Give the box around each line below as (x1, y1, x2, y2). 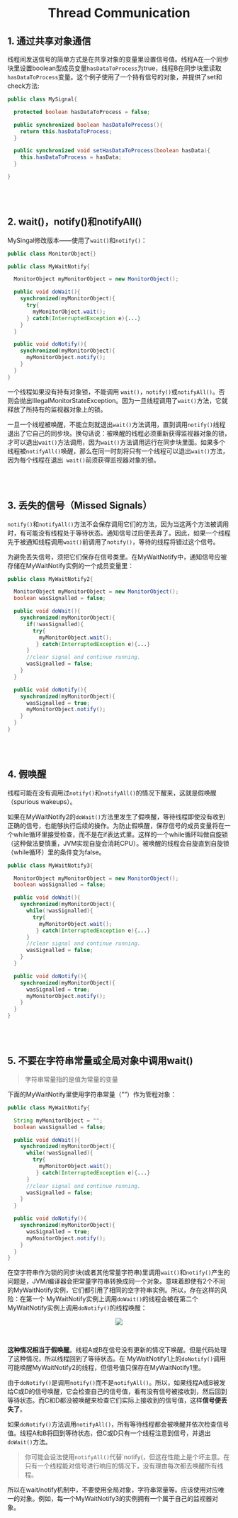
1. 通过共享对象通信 (7, 35, 91, 47)
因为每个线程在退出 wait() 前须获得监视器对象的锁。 (7, 455, 161, 464)
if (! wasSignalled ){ (25, 621, 84, 628)
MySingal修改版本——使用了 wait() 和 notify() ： (7, 236, 147, 244)
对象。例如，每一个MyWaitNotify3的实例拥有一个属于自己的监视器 (19, 1495, 212, 1503)
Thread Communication (47, 5, 191, 21)
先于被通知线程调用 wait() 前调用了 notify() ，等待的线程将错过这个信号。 (7, 537, 220, 546)
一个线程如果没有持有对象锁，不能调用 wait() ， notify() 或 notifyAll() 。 (7, 387, 219, 396)
